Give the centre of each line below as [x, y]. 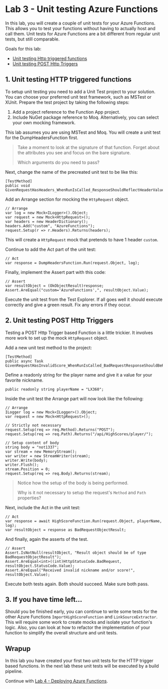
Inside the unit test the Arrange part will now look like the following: [74, 399]
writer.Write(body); [27, 460]
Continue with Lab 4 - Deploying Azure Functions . [57, 681]
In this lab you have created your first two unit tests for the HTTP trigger [79, 661]
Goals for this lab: [23, 49]
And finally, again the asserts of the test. [47, 539]
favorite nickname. [24, 380]
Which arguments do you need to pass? [58, 162]
